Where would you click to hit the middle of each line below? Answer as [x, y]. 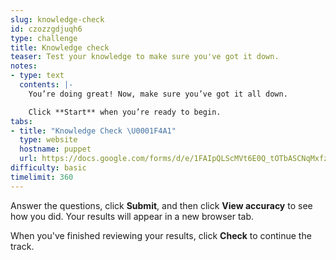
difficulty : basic [48, 168]
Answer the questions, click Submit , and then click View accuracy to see [161, 205]
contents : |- [46, 85]
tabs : [21, 121]
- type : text [37, 76]
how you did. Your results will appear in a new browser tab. [132, 216]
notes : [24, 66]
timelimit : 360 [42, 177]
